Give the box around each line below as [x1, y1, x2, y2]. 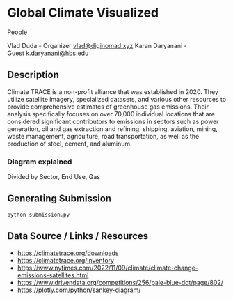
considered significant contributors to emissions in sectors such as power [7, 117, 219, 125]
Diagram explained [7, 157, 72, 167]
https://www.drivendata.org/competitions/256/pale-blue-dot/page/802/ [17, 278, 224, 286]
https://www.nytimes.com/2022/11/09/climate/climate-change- [17, 263, 198, 272]
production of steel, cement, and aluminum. [7, 139, 132, 148]
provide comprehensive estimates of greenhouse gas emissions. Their [7, 102, 209, 111]
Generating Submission [7, 193, 112, 205]
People [7, 28, 28, 36]
